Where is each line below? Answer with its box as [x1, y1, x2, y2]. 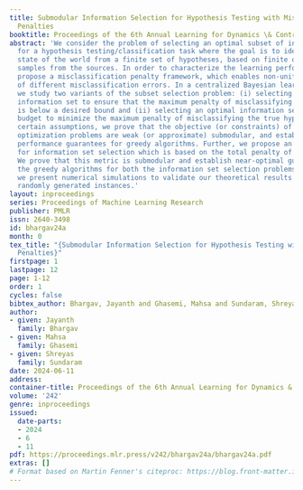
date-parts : [17, 417, 63, 426]
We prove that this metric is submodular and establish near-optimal [17, 155, 284, 165]
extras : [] [9, 458, 50, 468]
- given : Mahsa [9, 333, 67, 342]
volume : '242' [9, 391, 63, 400]
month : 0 [9, 231, 42, 240]
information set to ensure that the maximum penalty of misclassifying [17, 97, 293, 107]
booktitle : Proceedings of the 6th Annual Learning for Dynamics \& [9, 30, 272, 39]
